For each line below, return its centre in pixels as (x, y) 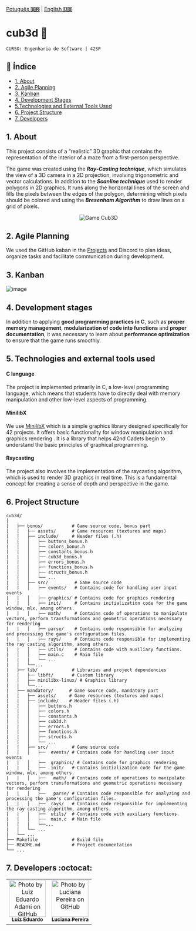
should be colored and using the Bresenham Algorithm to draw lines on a (95, 200)
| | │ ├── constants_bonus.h (50, 552)
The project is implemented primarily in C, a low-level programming (87, 387)
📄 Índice (21, 67)
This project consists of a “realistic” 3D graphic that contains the (84, 151)
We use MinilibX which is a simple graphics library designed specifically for (97, 426)
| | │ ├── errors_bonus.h (45, 562)
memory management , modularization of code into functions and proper (96, 328)
